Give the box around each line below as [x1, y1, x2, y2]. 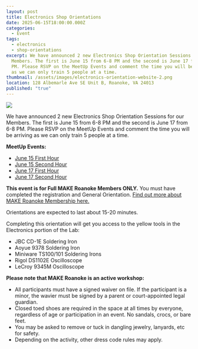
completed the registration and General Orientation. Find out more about [6, 191, 182, 198]
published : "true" [6, 86, 51, 92]
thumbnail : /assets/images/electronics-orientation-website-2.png [6, 74, 173, 80]
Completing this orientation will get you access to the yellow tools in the [6, 220, 181, 227]
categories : [6, 25, 35, 31]
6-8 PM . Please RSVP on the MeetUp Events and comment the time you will [6, 125, 190, 132]
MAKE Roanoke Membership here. [6, 197, 90, 204]
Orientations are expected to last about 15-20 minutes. [6, 208, 138, 216]
